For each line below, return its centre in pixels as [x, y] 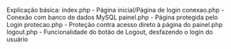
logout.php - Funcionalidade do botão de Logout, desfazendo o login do [110, 32]
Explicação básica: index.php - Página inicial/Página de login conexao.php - [115, 10]
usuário [17, 39]
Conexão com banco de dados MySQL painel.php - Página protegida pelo [112, 17]
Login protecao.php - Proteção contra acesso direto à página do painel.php [115, 24]
